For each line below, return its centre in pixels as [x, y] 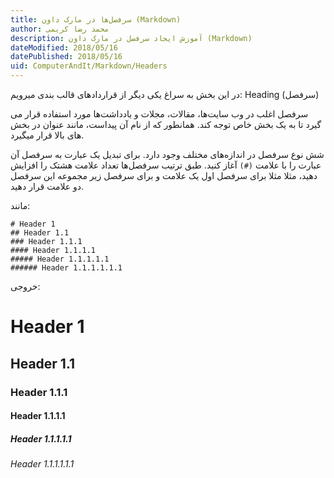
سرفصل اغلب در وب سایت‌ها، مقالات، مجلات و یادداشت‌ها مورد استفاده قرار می [159, 114]
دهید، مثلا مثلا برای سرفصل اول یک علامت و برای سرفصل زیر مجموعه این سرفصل [164, 175]
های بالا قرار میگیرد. [47, 135]
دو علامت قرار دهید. [47, 186]
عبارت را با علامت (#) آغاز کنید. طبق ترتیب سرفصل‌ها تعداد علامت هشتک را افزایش [166, 165]
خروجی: [25, 286]
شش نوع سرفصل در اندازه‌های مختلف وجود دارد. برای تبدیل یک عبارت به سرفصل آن [167, 154]
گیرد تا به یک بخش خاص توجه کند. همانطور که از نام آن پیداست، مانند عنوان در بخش [166, 124]
